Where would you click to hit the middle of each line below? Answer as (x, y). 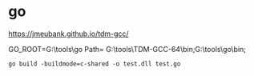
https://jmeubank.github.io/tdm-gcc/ (69, 34)
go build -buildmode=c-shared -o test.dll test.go (95, 64)
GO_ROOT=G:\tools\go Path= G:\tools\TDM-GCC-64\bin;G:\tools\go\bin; (127, 49)
